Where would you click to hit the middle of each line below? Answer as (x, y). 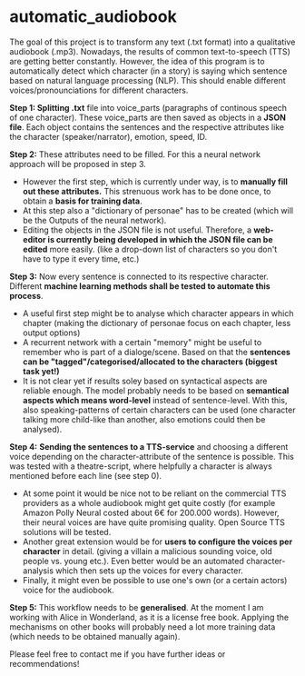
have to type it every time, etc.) (81, 258)
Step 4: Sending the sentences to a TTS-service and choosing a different (149, 446)
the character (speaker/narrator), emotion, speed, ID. (108, 136)
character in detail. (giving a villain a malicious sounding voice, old (147, 551)
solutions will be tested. (67, 532)
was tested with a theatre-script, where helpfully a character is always (141, 466)
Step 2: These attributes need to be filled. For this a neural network (135, 154)
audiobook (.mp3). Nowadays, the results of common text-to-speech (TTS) (150, 51)
